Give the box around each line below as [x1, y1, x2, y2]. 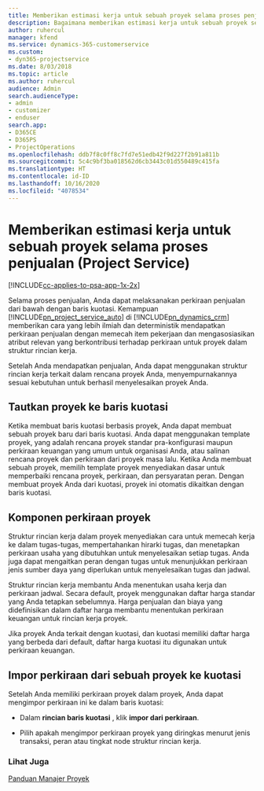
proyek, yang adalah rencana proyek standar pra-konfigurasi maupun [8, 438, 233, 447]
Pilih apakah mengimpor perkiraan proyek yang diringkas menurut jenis [19, 728, 251, 738]
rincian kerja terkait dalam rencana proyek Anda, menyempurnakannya [8, 369, 237, 378]
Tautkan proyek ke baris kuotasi [8, 400, 169, 414]
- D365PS [8, 135, 37, 144]
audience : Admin [8, 84, 61, 93]
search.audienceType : [8, 92, 79, 100]
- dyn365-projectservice [8, 56, 90, 64]
